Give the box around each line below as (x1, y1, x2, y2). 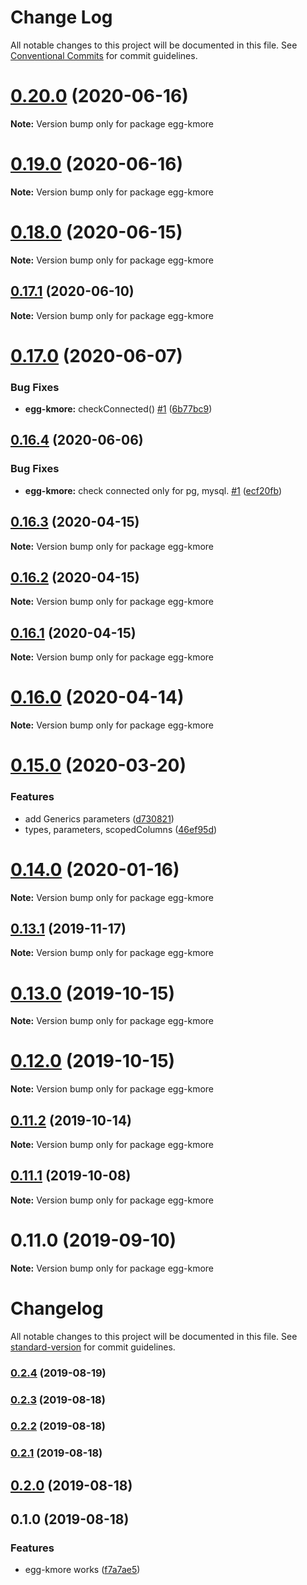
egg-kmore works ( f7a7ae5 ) (24, 1564, 141, 1576)
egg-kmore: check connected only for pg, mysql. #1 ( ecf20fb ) (24, 484, 283, 496)
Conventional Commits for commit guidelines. (10, 49, 198, 61)
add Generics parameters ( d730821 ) (24, 812, 175, 825)
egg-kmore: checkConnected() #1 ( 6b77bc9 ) (24, 403, 213, 415)
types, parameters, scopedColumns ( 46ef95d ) (24, 823, 218, 835)
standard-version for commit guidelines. (10, 1341, 176, 1353)
